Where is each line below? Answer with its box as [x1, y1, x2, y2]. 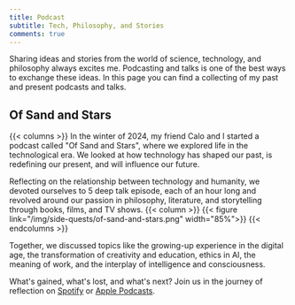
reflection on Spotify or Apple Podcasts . [9, 286, 156, 296]
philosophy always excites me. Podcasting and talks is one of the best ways [9, 63, 286, 73]
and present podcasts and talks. [9, 81, 127, 93]
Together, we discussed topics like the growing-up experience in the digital [9, 240, 283, 251]
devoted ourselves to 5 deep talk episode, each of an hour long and [9, 186, 257, 196]
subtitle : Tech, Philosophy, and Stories [9, 21, 165, 30]
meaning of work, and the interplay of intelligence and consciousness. [9, 259, 266, 270]
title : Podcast [9, 12, 66, 22]
